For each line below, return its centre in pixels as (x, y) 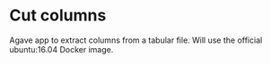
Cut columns (58, 16)
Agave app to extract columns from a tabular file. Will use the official (136, 40)
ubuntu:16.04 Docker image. (61, 49)
